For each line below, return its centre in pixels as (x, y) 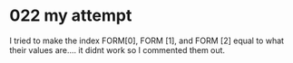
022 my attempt (71, 16)
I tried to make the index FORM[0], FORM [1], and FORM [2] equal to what (146, 40)
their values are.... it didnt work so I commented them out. (117, 49)
